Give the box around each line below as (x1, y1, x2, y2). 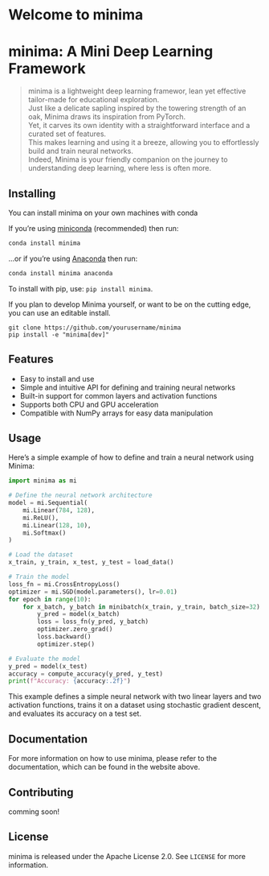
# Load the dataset (8, 551, 74, 559)
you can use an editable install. (8, 308, 111, 317)
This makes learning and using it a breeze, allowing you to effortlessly (27, 138, 259, 147)
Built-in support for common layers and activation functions (19, 390, 218, 400)
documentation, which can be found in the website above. (8, 762, 201, 772)
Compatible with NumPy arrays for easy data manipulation (19, 408, 214, 418)
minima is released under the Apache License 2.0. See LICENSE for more (8, 851, 247, 861)
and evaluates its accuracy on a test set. (8, 709, 142, 718)
